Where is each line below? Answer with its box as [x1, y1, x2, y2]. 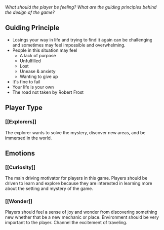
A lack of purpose [19, 52, 56, 58]
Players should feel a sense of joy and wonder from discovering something [5, 209, 158, 215]
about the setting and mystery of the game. [5, 186, 93, 192]
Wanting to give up [19, 74, 58, 79]
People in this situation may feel [12, 47, 78, 53]
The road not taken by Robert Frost [12, 89, 84, 95]
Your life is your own [12, 84, 54, 90]
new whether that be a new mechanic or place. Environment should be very [5, 214, 159, 220]
